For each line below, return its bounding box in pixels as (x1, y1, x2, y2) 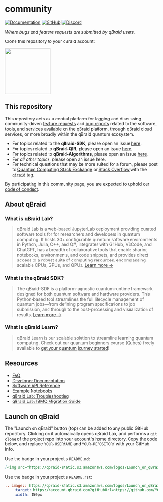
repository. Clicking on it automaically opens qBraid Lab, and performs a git (5, 430, 158, 436)
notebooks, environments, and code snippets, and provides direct (16, 252, 149, 258)
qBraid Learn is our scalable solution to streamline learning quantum (16, 335, 154, 341)
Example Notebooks (12, 388, 53, 394)
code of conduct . (5, 186, 40, 192)
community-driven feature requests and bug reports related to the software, (5, 120, 157, 126)
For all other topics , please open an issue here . (12, 156, 106, 162)
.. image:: (5, 483, 27, 488)
